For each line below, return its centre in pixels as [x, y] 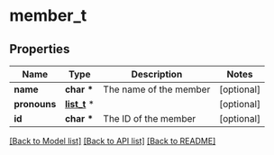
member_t [48, 16]
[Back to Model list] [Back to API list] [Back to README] [113, 141]
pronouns [35, 104]
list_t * [79, 104]
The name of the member [157, 89]
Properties [40, 49]
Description [157, 74]
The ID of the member [150, 119]
